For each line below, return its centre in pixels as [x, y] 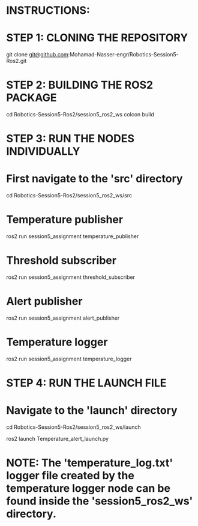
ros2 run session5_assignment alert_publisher [63, 318]
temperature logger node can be [88, 489]
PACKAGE [31, 98]
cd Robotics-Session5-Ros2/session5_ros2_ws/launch [73, 427]
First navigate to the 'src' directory [94, 179]
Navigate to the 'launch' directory [92, 411]
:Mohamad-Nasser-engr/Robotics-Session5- [123, 55]
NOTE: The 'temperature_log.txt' [90, 463]
